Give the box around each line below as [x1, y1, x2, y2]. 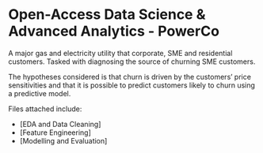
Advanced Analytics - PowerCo [8, 22, 220, 40]
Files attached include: [8, 104, 82, 114]
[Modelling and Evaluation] [19, 136, 108, 145]
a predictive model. [8, 88, 71, 98]
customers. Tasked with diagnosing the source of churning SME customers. [8, 57, 256, 66]
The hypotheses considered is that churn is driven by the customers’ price [8, 72, 252, 81]
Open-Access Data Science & [8, 6, 206, 24]
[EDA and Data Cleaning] [19, 119, 101, 129]
